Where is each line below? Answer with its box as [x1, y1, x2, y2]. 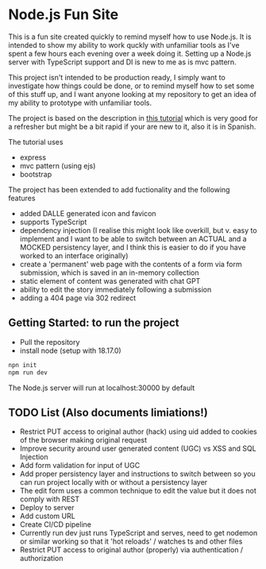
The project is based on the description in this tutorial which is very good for [8, 113, 258, 122]
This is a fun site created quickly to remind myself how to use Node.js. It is [8, 32, 252, 41]
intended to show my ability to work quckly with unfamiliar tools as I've [8, 40, 240, 49]
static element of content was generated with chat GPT [19, 276, 201, 285]
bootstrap [19, 169, 52, 179]
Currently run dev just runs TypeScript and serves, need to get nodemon [19, 528, 258, 538]
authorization [19, 554, 64, 563]
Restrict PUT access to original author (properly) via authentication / [19, 545, 244, 555]
